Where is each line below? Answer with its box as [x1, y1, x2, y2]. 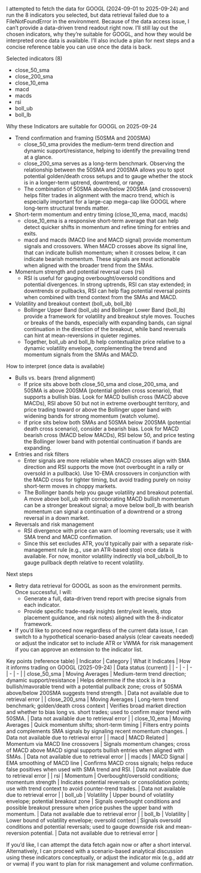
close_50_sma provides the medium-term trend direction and [23, 141, 174, 147]
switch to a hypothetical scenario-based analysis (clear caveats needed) [14, 633, 194, 640]
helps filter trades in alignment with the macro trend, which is [23, 192, 175, 198]
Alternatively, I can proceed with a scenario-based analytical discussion [6, 848, 184, 854]
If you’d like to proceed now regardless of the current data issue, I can [14, 627, 188, 634]
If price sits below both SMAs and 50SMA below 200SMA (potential [23, 419, 191, 426]
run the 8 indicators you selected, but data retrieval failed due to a [6, 11, 169, 19]
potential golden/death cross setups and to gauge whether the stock [23, 173, 193, 179]
